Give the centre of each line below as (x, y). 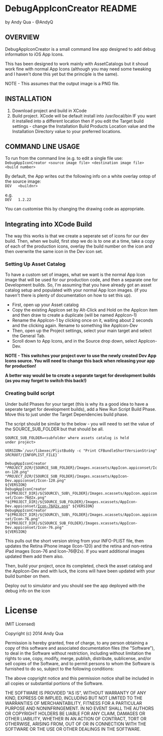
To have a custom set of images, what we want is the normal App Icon (75, 275)
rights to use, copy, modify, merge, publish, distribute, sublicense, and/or (78, 658)
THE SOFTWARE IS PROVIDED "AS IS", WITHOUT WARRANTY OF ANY (76, 693)
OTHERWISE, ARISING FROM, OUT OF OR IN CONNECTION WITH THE (76, 724)
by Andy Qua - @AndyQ (29, 22)
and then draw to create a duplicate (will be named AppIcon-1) (74, 315)
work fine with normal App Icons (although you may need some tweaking (78, 69)
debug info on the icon (28, 591)
